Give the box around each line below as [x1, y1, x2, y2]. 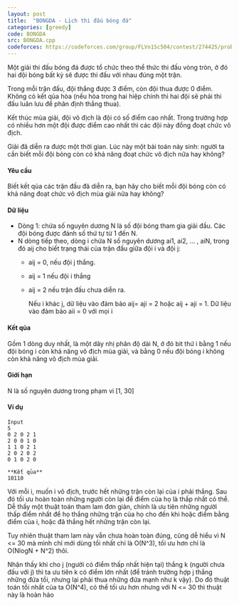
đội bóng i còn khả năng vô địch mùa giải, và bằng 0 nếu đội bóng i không [7, 347, 225, 355]
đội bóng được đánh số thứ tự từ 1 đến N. [17, 229, 138, 238]
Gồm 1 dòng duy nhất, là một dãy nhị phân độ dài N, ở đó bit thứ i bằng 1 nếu [7, 339, 231, 348]
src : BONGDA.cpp [7, 37, 55, 44]
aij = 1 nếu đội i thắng [28, 272, 91, 281]
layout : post [7, 10, 46, 18]
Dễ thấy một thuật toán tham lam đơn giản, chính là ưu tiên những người [7, 503, 218, 511]
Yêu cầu [7, 166, 32, 174]
